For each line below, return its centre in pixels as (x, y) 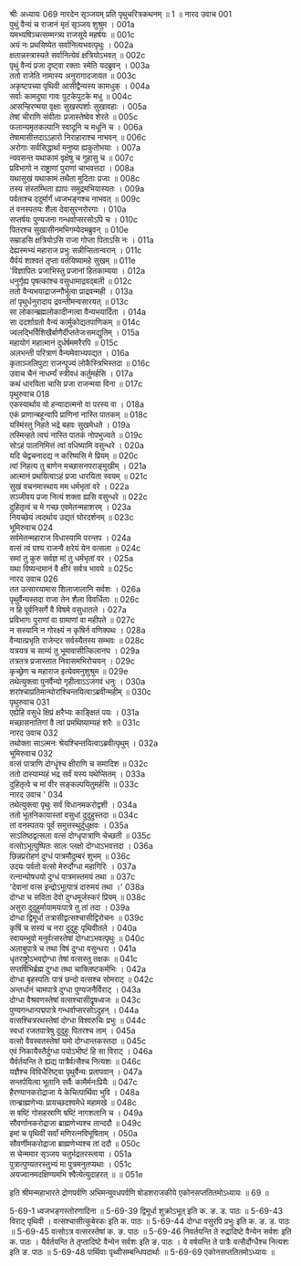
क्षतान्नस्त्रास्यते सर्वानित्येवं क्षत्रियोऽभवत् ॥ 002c (78, 55)
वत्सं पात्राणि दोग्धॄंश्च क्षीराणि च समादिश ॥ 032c (79, 764)
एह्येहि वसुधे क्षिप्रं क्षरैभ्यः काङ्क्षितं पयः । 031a (74, 712)
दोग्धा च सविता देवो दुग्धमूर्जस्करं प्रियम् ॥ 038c (78, 897)
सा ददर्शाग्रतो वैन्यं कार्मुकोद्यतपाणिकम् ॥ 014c (75, 322)
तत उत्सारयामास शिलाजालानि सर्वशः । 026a (75, 589)
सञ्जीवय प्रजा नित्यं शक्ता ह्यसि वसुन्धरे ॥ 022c (79, 497)
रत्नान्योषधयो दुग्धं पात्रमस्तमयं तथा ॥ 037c (73, 877)
